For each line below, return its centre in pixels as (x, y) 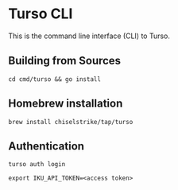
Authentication (46, 146)
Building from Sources (65, 61)
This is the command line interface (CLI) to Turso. (89, 36)
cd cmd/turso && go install (55, 79)
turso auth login (37, 165)
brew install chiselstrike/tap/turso (71, 122)
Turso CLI (41, 14)
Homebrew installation (66, 104)
